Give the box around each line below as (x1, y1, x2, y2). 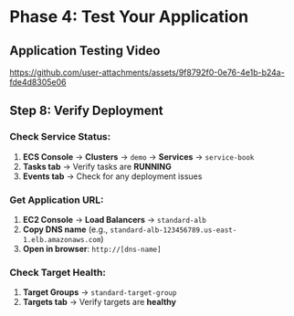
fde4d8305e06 (9, 77, 67, 88)
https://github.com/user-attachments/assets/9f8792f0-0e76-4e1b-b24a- (9, 67, 285, 78)
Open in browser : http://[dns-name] (22, 243, 162, 254)
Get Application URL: (9, 194, 104, 206)
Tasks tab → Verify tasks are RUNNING (22, 161, 172, 172)
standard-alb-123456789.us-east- (109, 226, 237, 235)
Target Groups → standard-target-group (22, 287, 177, 298)
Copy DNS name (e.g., (22, 224, 109, 235)
